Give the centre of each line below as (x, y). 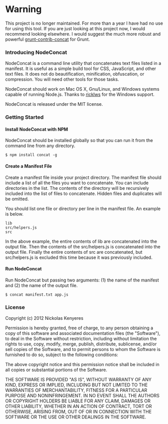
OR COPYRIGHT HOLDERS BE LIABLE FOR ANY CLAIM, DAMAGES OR (78, 401)
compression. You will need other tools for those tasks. (62, 80)
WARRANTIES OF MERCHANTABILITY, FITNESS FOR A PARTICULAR (76, 390)
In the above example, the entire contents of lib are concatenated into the (81, 241)
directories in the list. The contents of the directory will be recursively (77, 188)
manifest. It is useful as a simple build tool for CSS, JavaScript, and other (81, 68)
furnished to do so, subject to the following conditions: (62, 355)
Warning (23, 9)
